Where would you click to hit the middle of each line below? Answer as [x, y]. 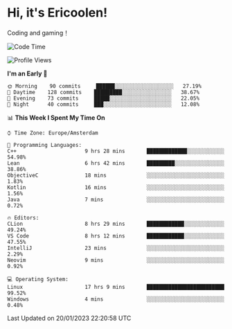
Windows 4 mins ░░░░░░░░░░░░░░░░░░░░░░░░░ [116, 299]
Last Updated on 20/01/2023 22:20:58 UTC [69, 318]
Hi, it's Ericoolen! [57, 13]
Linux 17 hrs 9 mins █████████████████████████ [116, 287]
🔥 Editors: [23, 217]
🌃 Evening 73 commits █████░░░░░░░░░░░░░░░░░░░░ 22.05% [103, 98]
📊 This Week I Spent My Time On [56, 117]
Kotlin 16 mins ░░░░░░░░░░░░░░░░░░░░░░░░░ [116, 187]
